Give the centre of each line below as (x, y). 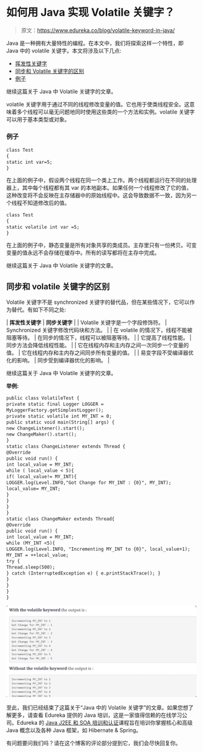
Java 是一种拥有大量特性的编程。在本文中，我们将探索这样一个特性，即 (95, 43)
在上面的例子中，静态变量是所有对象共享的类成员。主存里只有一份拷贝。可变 (101, 245)
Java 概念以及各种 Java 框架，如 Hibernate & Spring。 (74, 730)
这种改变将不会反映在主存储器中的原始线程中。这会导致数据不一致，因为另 (99, 195)
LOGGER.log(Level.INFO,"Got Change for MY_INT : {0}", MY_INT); (89, 483)
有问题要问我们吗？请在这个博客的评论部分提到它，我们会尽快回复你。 (94, 743)
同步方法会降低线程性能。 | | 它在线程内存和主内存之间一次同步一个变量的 (98, 345)
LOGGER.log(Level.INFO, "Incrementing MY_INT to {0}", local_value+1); (98, 549)
